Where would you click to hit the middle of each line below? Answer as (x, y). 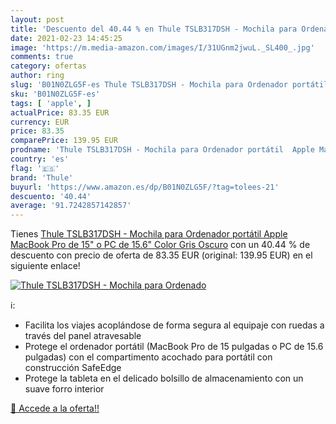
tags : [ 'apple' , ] (51, 103)
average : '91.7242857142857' (71, 206)
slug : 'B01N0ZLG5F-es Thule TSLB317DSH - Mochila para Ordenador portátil (169, 85)
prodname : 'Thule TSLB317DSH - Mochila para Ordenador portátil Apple (162, 150)
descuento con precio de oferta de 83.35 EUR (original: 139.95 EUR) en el (161, 255)
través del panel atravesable (83, 336)
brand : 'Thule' (42, 177)
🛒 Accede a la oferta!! (55, 408)
